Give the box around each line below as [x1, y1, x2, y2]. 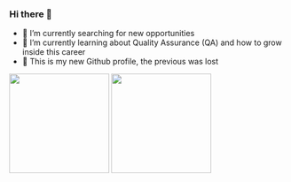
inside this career [21, 47, 86, 57]
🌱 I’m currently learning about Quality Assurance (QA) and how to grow [21, 37, 282, 48]
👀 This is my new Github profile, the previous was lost [21, 57, 219, 67]
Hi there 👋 [9, 8, 53, 20]
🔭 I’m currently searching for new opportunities [21, 28, 195, 39]
